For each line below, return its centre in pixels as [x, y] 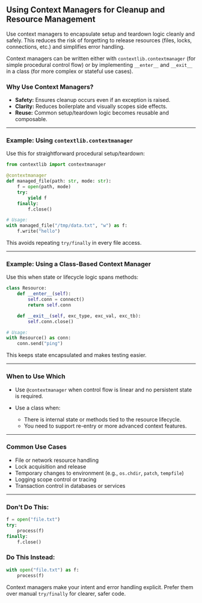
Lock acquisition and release [50, 466]
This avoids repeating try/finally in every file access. [74, 243]
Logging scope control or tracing [56, 479]
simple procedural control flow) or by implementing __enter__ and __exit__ [99, 65]
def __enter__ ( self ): [44, 294]
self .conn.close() [51, 321]
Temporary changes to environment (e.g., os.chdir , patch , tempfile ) [99, 473]
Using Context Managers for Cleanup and [86, 10]
